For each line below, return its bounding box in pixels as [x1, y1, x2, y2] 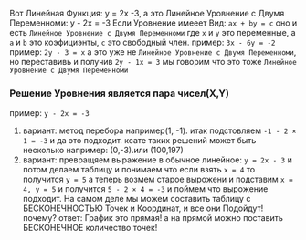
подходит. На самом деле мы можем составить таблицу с [22, 193, 251, 204]
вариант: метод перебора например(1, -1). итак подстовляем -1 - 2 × [22, 125, 297, 136]
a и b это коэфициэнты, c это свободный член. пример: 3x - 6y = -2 [9, 37, 276, 47]
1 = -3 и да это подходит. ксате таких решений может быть [22, 135, 257, 146]
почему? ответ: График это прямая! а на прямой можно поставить [22, 213, 283, 224]
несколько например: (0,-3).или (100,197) [22, 145, 185, 156]
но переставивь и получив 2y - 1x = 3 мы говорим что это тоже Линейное [9, 57, 297, 67]
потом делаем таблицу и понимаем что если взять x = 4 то [22, 164, 256, 175]
